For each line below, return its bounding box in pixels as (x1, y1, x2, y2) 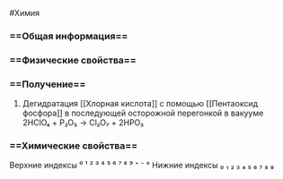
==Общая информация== (9, 30, 128, 42)
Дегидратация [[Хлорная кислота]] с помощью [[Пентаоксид (22, 98, 259, 109)
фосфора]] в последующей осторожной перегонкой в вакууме (22, 107, 264, 119)
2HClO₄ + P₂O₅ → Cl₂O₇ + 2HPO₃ (22, 117, 145, 128)
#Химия (9, 8, 40, 18)
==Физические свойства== (9, 54, 137, 66)
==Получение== (9, 78, 86, 90)
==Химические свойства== (9, 140, 138, 152)
